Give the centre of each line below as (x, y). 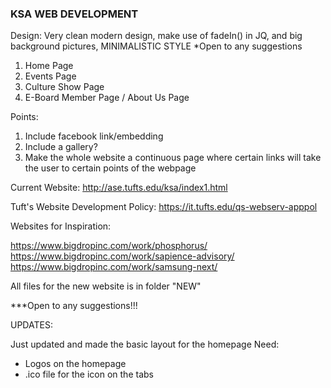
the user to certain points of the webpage (110, 168)
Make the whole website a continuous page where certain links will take (173, 158)
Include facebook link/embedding (94, 136)
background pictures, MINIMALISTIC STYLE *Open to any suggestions (156, 46)
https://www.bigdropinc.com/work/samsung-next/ (114, 267)
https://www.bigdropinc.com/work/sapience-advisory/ (122, 256)
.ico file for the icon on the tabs (89, 374)
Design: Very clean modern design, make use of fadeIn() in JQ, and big (156, 36)
